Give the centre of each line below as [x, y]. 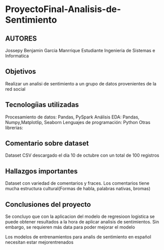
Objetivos [21, 72]
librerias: [14, 128]
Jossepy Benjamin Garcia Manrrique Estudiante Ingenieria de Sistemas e [80, 50]
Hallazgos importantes [41, 171]
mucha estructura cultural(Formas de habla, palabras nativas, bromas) [78, 189]
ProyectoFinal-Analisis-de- [63, 9]
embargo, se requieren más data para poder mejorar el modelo [70, 227]
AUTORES [21, 38]
